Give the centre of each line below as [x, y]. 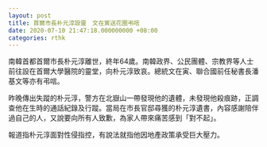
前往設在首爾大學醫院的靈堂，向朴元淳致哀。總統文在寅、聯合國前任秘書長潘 [133, 72]
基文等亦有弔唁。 [36, 81]
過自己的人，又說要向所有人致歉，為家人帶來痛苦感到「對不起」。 [114, 118]
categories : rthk [37, 38]
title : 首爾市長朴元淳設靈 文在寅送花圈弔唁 [74, 23]
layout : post [30, 15]
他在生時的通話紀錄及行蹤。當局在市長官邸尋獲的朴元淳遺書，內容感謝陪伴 [137, 108]
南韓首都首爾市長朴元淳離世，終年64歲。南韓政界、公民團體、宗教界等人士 [131, 61]
